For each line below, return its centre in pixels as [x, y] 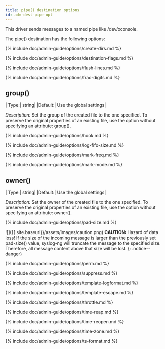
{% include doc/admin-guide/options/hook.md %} [57, 136]
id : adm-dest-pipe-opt [29, 15]
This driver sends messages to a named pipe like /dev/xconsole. [71, 29]
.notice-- [141, 249]
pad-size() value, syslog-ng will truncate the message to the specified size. [83, 243]
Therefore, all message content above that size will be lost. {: [68, 249]
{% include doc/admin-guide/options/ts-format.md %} [61, 341]
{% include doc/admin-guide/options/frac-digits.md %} [63, 77]
